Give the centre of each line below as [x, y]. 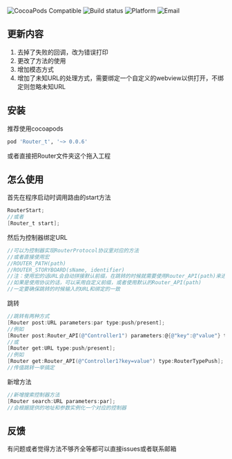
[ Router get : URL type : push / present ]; [61, 348]
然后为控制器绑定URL [37, 237]
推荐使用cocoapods [35, 129]
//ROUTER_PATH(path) [37, 263]
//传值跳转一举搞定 [31, 368]
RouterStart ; [26, 211]
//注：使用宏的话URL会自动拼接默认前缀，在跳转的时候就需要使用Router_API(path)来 [114, 277]
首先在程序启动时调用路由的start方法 [59, 198]
